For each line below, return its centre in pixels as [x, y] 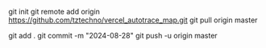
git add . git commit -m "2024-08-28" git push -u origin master [113, 36]
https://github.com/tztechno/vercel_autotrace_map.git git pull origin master [133, 20]
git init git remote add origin [54, 12]
